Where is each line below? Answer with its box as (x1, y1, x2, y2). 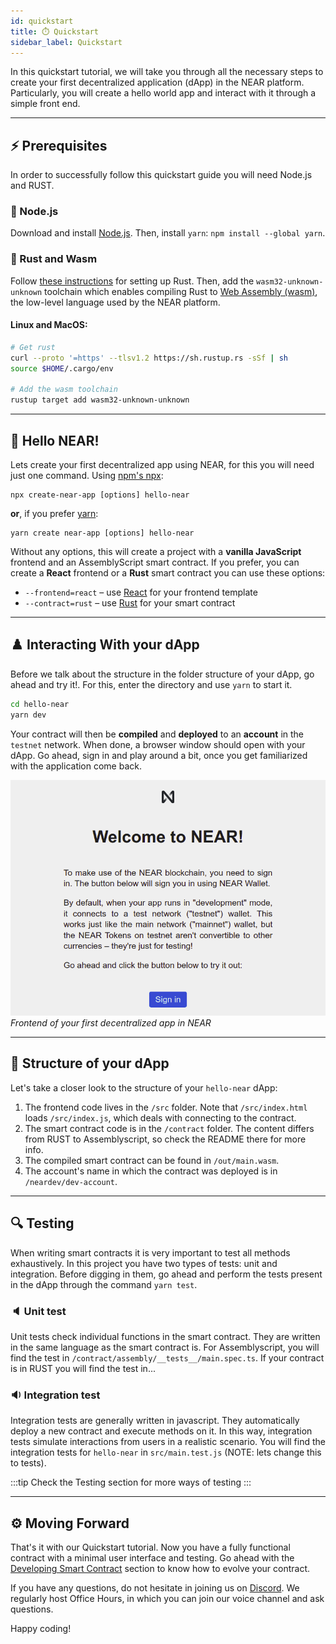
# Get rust (10, 342, 56, 352)
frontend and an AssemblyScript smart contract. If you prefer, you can (10, 556, 300, 569)
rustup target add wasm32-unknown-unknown (10, 395, 190, 405)
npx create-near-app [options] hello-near (10, 490, 190, 500)
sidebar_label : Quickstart (10, 37, 123, 47)
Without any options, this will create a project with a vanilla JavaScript (10, 546, 302, 558)
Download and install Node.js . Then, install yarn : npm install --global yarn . (10, 227, 326, 239)
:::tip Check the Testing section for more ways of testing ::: (10, 1476, 252, 1489)
